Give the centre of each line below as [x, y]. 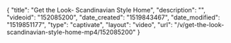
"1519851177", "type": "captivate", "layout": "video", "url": [90, 25]
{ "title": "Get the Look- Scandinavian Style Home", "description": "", [106, 10]
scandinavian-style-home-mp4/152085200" [71, 32]
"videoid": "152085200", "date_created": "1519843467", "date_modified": [113, 17]
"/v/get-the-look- [199, 25]
